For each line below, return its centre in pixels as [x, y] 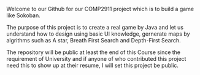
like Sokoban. [24, 15]
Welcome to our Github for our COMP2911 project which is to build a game [100, 9]
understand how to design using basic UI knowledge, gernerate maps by [98, 34]
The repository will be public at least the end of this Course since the [94, 52]
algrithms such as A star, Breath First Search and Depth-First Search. [94, 40]
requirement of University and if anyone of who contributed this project [96, 59]
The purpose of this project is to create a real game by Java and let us [95, 27]
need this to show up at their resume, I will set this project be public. [93, 65]
